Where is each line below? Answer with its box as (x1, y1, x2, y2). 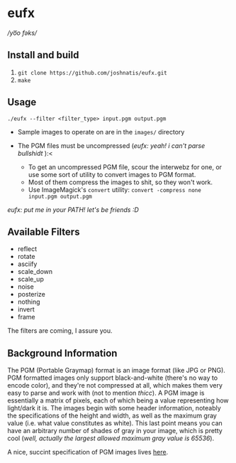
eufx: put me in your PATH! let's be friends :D (7, 205, 140, 214)
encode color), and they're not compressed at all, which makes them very (7, 381, 223, 390)
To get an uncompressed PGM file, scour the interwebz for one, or (28, 162, 222, 171)
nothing (17, 297, 40, 307)
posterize (17, 290, 46, 299)
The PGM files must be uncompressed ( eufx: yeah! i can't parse (17, 141, 206, 150)
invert (17, 305, 35, 314)
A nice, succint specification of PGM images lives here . (7, 448, 169, 457)
